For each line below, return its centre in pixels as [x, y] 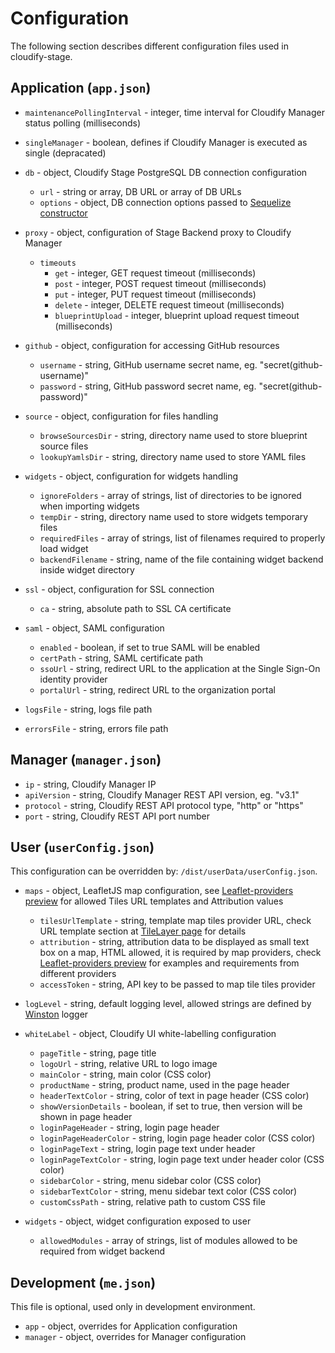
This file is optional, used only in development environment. [133, 1307]
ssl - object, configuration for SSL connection [119, 589]
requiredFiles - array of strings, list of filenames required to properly [182, 538]
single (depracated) [65, 153]
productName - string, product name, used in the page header [164, 1085]
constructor [63, 213]
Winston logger [56, 1014]
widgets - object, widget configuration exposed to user [138, 1221]
